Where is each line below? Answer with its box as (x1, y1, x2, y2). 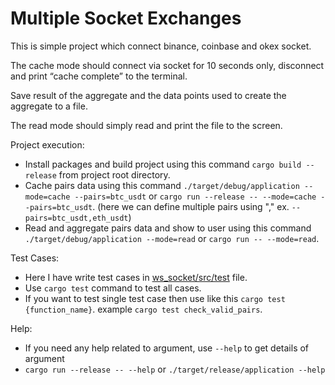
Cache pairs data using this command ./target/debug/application (24, 179, 300, 191)
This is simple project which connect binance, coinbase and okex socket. (10, 40, 312, 52)
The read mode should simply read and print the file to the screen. (10, 119, 283, 131)
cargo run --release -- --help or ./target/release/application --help (24, 363, 326, 375)
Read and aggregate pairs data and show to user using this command (24, 222, 312, 234)
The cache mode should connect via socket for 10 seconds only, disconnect (10, 59, 325, 71)
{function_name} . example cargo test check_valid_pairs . (24, 303, 263, 315)
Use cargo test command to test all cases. (24, 282, 202, 294)
